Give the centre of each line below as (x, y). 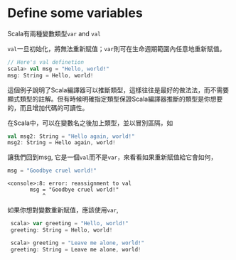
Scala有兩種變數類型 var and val (54, 33)
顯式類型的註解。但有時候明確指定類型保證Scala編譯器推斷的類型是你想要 (115, 99)
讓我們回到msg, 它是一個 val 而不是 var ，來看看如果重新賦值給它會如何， (112, 157)
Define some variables (75, 13)
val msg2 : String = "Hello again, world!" (71, 136)
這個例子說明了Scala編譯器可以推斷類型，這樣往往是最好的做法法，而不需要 (118, 90)
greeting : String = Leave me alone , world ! (76, 249)
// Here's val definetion (45, 62)
